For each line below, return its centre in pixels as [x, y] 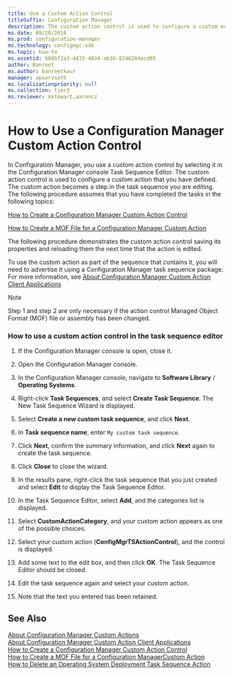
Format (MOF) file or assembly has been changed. [79, 318]
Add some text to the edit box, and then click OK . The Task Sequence [117, 563]
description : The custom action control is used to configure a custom [113, 26]
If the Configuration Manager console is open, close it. [95, 351]
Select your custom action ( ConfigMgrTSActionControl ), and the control [121, 542]
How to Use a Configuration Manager [116, 131]
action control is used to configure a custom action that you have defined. [113, 179]
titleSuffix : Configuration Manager [60, 20]
